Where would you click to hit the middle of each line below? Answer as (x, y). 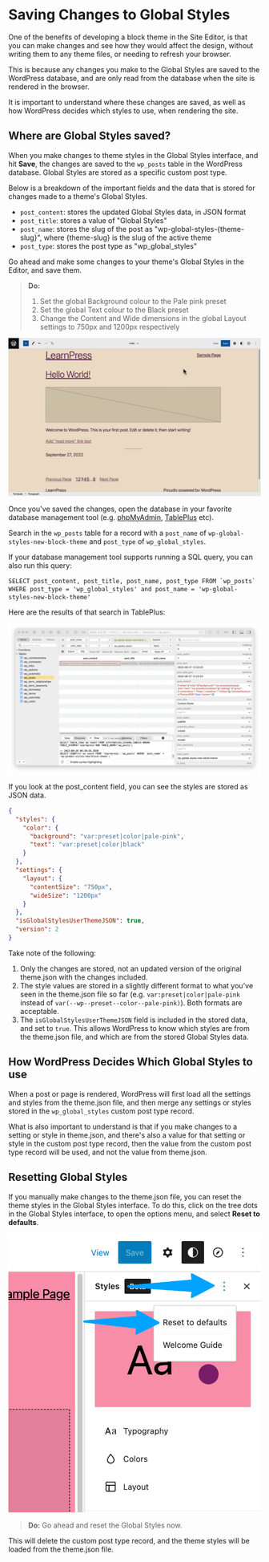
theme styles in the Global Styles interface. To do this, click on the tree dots (133, 1205)
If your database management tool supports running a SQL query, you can (131, 557)
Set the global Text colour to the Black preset (114, 310)
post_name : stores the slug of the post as (86, 229)
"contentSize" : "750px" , (71, 887)
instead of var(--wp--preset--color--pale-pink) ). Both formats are (131, 1002)
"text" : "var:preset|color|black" (87, 845)
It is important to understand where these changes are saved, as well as (127, 102)
